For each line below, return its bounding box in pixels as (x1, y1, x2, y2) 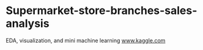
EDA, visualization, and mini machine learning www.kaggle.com (6, 37, 166, 44)
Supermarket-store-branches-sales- (6, 4, 197, 18)
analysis (6, 16, 50, 30)
